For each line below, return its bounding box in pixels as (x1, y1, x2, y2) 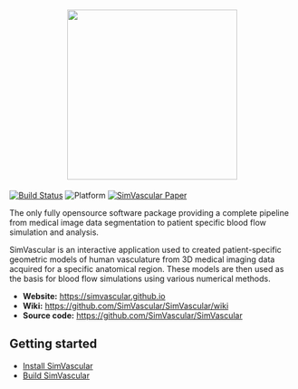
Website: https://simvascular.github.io (22, 290, 166, 301)
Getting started (9, 336, 98, 352)
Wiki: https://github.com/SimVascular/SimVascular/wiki (22, 300, 229, 311)
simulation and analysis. (9, 227, 100, 238)
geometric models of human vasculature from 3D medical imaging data (9, 254, 275, 265)
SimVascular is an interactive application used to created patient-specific (9, 244, 283, 255)
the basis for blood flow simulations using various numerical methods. (9, 273, 272, 284)
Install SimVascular (22, 360, 93, 371)
